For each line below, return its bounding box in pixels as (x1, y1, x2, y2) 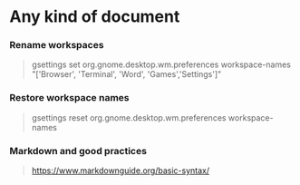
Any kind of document (9, 6, 180, 27)
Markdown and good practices (9, 144, 148, 157)
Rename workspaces (9, 39, 104, 52)
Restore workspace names (9, 92, 130, 104)
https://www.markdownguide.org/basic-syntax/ (31, 165, 210, 176)
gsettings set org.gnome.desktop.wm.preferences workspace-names (31, 59, 292, 70)
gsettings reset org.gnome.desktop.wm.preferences (31, 112, 227, 123)
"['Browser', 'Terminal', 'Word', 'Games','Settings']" (31, 69, 222, 80)
